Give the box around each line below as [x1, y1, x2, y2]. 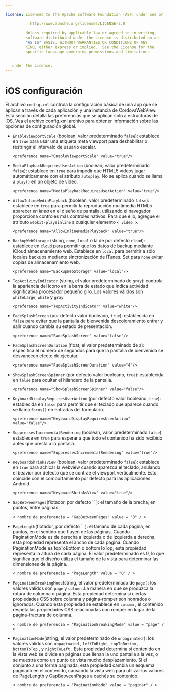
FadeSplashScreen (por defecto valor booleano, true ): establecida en [12, 313, 155, 319]
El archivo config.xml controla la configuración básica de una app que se [5, 102, 157, 108]
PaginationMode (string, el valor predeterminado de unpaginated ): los [12, 635, 154, 641]
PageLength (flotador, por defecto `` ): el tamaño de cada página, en [12, 523, 151, 530]
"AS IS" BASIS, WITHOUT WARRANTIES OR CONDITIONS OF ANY [25, 40, 148, 45]
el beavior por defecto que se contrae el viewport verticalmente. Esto [12, 470, 157, 476]
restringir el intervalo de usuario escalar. [12, 144, 97, 150]
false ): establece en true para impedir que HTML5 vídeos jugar [12, 168, 145, 174]
